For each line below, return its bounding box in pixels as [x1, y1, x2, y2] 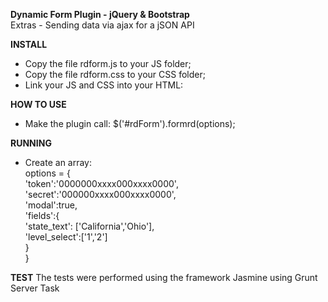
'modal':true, [24, 199, 78, 211]
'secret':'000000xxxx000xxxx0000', [24, 189, 177, 200]
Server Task [10, 282, 60, 294]
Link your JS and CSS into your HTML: [24, 79, 184, 91]
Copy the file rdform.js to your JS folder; [24, 58, 192, 69]
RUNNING [10, 137, 52, 149]
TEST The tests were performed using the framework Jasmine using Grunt [10, 272, 318, 283]
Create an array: [24, 157, 93, 168]
